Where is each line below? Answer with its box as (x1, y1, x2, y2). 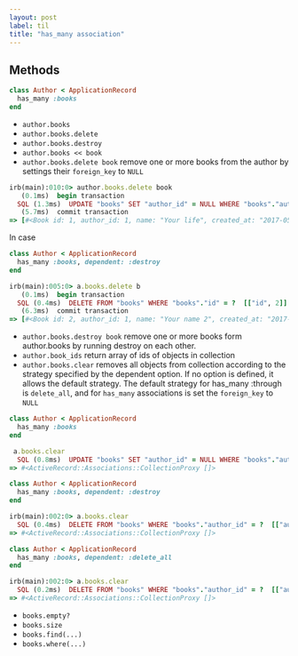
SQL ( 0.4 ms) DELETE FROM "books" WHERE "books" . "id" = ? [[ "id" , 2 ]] (17, 299, 288, 308)
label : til (9, 21, 50, 30)
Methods (9, 62, 60, 77)
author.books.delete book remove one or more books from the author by (21, 156, 289, 167)
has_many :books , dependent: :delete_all (17, 553, 173, 562)
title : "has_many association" (9, 29, 125, 38)
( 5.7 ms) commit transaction (20, 208, 129, 217)
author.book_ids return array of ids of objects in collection (21, 350, 236, 361)
